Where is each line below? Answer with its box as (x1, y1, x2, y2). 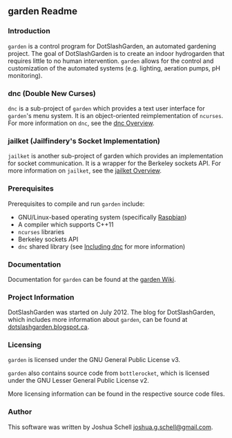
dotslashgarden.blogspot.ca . (8, 323, 90, 331)
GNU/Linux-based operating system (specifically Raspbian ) (17, 213, 187, 221)
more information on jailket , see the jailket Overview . (8, 166, 162, 175)
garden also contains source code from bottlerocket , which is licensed (8, 369, 210, 377)
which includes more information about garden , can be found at (8, 316, 188, 324)
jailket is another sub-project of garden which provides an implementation (8, 152, 224, 160)
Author (8, 407, 32, 417)
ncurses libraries (17, 227, 65, 236)
